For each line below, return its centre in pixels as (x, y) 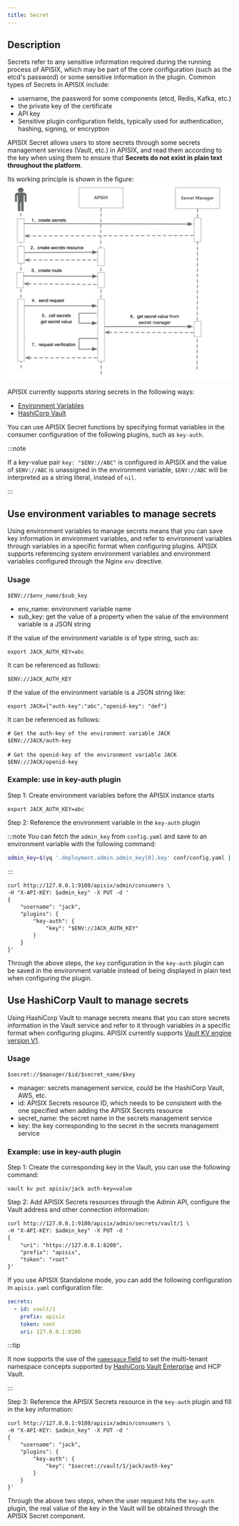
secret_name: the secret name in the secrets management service (115, 1118)
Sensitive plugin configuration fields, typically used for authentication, (121, 121)
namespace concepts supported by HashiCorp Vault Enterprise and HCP (114, 1367)
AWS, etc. (32, 1095)
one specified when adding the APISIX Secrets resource (100, 1110)
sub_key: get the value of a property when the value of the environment (123, 616)
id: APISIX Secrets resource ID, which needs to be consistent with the (120, 1103)
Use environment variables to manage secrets (112, 514)
